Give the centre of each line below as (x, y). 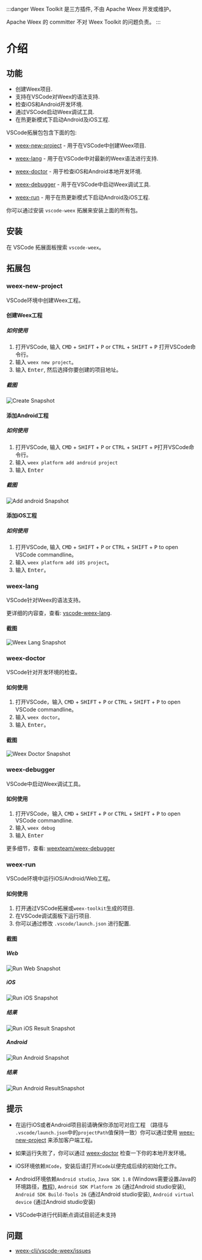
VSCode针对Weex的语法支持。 (45, 600)
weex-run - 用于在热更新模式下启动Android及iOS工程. (82, 197)
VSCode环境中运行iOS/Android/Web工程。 (60, 879)
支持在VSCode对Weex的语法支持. (57, 97)
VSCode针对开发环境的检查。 (43, 672)
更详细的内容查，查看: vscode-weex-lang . (59, 613)
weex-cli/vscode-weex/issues (53, 1251)
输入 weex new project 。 (46, 362)
